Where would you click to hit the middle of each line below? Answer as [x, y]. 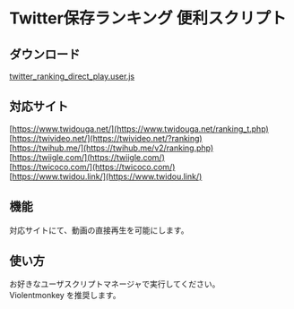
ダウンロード [45, 54]
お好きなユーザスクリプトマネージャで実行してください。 [115, 284]
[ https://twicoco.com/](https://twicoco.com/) [92, 167]
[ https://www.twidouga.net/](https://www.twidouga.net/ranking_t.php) [139, 129]
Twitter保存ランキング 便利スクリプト [148, 18]
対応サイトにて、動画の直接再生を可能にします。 [99, 230]
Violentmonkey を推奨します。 [65, 296]
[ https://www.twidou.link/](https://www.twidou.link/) [106, 176]
